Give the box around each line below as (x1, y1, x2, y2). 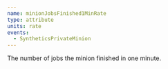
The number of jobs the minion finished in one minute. (7, 54, 162, 62)
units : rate (7, 23, 41, 29)
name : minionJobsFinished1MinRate (7, 10, 107, 17)
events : (7, 29, 30, 36)
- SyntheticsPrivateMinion (13, 36, 91, 42)
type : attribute (7, 16, 54, 23)
